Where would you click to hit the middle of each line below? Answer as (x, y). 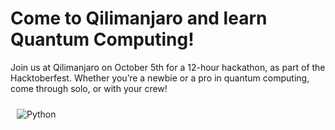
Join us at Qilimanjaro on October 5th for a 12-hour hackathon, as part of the (168, 67)
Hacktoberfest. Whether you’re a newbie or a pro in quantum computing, (160, 78)
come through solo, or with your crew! (89, 88)
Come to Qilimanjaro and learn (139, 18)
